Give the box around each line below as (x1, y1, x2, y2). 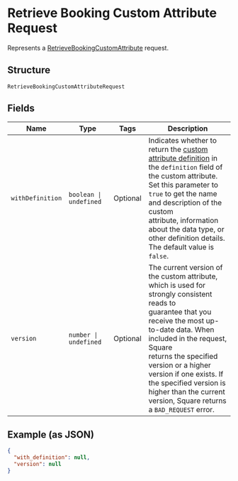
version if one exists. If (148, 369, 224, 379)
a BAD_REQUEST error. (148, 404, 215, 414)
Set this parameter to (148, 180, 218, 190)
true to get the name (148, 188, 217, 198)
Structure (7, 64, 51, 76)
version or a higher (148, 360, 211, 370)
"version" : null (13, 460, 62, 468)
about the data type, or (148, 224, 225, 234)
